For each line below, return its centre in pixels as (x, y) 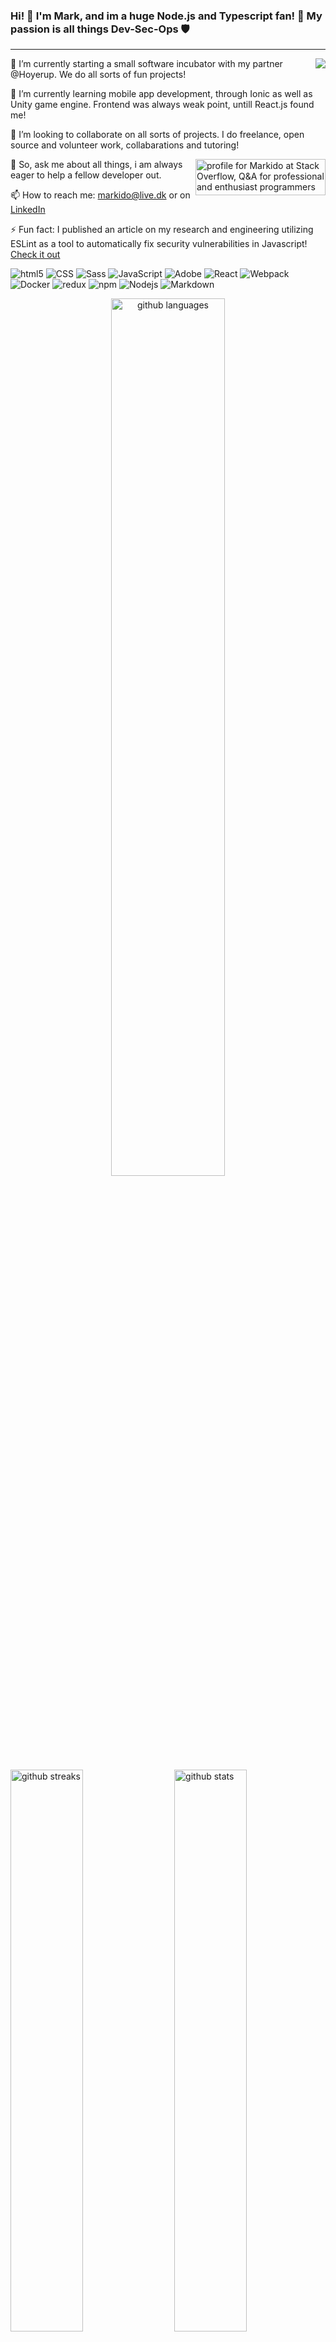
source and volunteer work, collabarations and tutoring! (125, 145)
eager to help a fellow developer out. (86, 175)
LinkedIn (28, 210)
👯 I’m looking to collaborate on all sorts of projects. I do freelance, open (157, 135)
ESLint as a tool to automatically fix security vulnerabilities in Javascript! (159, 244)
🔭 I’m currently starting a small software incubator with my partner (146, 64)
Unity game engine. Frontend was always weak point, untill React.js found (162, 105)
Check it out (35, 255)
